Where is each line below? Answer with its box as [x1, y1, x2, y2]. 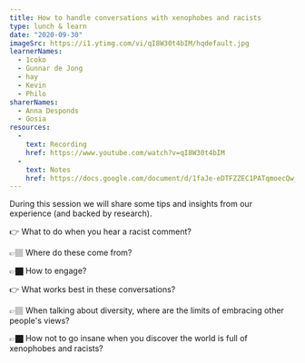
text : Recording [25, 140, 88, 149]
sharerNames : [9, 97, 59, 107]
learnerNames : [9, 47, 64, 56]
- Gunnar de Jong [17, 64, 84, 74]
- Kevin [17, 81, 47, 90]
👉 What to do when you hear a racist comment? [9, 226, 192, 237]
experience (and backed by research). [9, 208, 152, 219]
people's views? [9, 315, 70, 327]
